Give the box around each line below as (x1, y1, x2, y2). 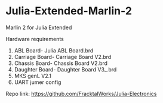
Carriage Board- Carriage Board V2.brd (14, 53, 112, 60)
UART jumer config (14, 79, 61, 86)
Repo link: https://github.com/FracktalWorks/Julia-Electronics (5, 90, 157, 97)
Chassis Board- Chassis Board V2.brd (14, 60, 108, 67)
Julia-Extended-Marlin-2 (5, 4, 133, 18)
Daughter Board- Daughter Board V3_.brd (14, 65, 117, 73)
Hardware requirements (5, 35, 64, 42)
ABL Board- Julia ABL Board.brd (14, 46, 94, 54)
